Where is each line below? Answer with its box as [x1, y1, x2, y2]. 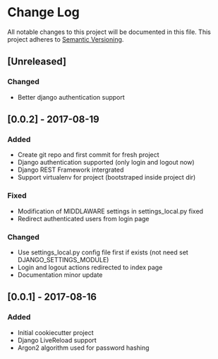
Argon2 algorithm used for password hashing [17, 343, 150, 352]
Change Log [7, 4, 80, 20]
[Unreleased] [7, 56, 67, 68]
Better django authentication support [17, 93, 125, 101]
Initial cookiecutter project [17, 328, 94, 336]
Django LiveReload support [17, 336, 97, 344]
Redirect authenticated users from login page [17, 214, 150, 223]
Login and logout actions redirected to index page [17, 263, 163, 271]
